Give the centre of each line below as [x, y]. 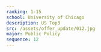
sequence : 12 [23, 39]
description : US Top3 [33, 23]
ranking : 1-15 [24, 12]
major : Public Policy [33, 34]
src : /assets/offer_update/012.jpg [51, 28]
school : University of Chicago [45, 17]
